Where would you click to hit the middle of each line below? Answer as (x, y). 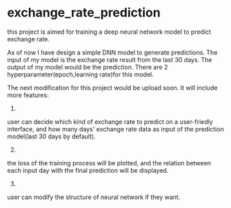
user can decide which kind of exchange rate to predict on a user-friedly (110, 121)
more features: (28, 95)
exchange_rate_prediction (84, 13)
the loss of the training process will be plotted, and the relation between (109, 163)
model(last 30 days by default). (52, 136)
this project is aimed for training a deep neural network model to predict (109, 32)
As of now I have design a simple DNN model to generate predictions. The (112, 52)
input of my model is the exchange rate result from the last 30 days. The (110, 59)
